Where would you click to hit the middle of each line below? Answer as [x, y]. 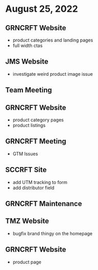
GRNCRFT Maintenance [44, 204]
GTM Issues [25, 154]
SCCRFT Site [26, 170]
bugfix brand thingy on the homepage [53, 233]
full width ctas [28, 46]
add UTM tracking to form [40, 182]
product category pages [38, 120]
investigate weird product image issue [53, 74]
